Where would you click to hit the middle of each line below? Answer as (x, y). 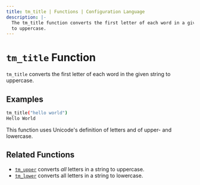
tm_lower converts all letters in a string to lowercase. (79, 175)
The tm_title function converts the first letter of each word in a (98, 23)
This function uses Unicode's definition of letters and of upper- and (89, 130)
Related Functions (40, 155)
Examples (25, 99)
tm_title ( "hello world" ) (37, 113)
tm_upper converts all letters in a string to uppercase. (79, 169)
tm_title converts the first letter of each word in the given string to (88, 74)
